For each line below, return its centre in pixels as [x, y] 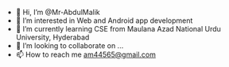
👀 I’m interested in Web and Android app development [104, 20]
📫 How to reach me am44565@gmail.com [86, 54]
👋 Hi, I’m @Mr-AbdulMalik [58, 12]
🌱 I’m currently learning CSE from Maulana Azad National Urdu [118, 29]
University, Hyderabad [52, 37]
